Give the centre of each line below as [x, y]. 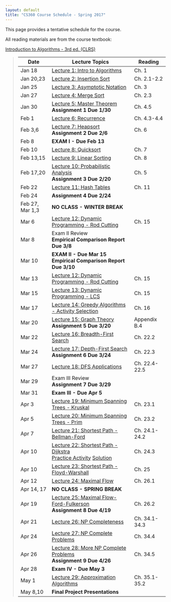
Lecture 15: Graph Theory [83, 319]
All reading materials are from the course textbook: [59, 39]
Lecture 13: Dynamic [77, 290]
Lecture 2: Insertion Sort [81, 79]
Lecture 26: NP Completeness [88, 521]
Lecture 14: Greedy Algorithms [89, 304]
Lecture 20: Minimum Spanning [89, 416]
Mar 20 [29, 322]
